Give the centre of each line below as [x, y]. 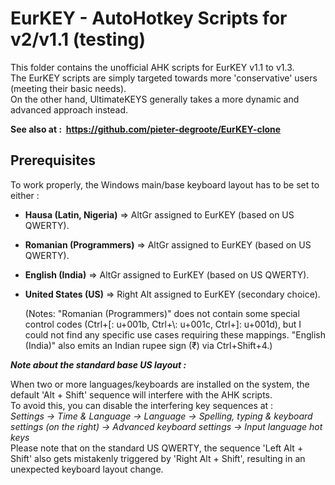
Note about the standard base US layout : [98, 364]
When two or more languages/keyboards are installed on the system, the [160, 384]
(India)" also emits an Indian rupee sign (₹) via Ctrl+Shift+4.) [148, 345]
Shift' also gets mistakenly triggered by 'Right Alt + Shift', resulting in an [158, 458]
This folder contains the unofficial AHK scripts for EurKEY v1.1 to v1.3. [152, 67]
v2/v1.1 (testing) [78, 39]
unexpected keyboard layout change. [87, 469]
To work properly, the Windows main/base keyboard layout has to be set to [165, 184]
